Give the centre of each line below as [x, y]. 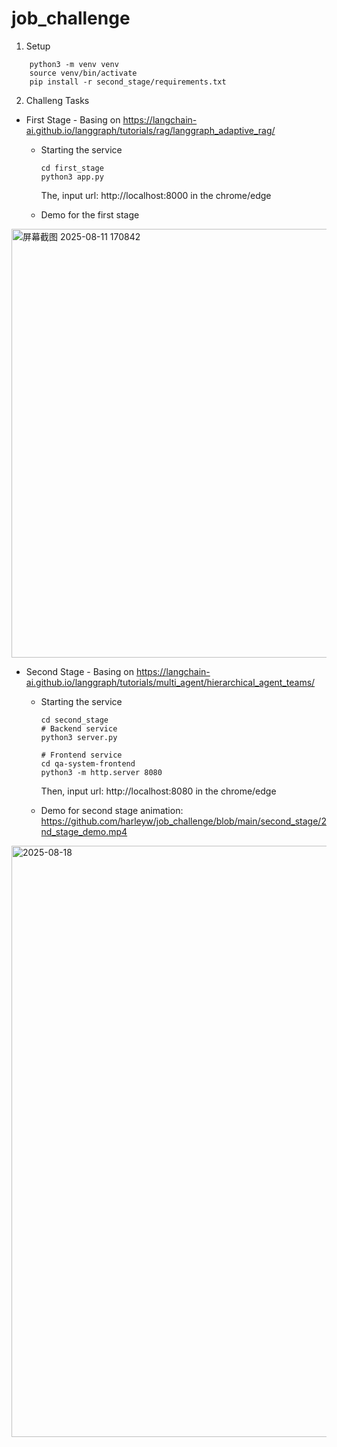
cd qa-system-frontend [88, 763]
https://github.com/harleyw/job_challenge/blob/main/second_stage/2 [183, 821]
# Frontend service [81, 755]
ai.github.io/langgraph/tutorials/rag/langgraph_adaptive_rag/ [150, 130]
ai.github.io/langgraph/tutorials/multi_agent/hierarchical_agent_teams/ [170, 682]
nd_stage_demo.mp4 [84, 831]
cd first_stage [72, 168]
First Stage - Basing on [73, 119]
